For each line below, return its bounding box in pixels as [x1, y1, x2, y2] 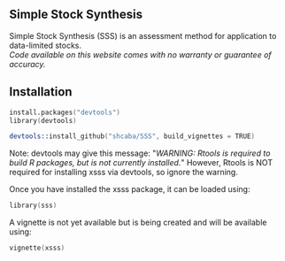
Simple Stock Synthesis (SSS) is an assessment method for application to [9, 30, 277, 41]
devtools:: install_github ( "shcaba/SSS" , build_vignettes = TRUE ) [9, 132, 255, 141]
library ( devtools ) [9, 116, 77, 125]
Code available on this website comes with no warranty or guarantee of [9, 49, 272, 60]
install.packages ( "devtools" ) [9, 108, 121, 117]
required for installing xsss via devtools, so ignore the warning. [9, 167, 239, 178]
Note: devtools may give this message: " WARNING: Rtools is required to [9, 148, 271, 158]
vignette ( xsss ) [9, 243, 65, 253]
